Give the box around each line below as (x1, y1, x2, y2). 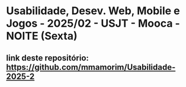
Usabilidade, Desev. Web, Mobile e (6, 4, 180, 18)
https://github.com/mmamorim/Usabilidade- (6, 62, 176, 72)
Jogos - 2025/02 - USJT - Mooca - (6, 17, 181, 30)
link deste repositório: (6, 53, 89, 63)
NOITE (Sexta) (6, 30, 78, 43)
